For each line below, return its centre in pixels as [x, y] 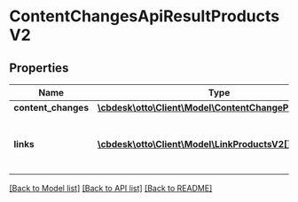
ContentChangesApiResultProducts [145, 16]
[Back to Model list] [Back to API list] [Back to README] [111, 188]
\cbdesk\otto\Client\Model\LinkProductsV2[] [194, 144]
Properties [39, 68]
